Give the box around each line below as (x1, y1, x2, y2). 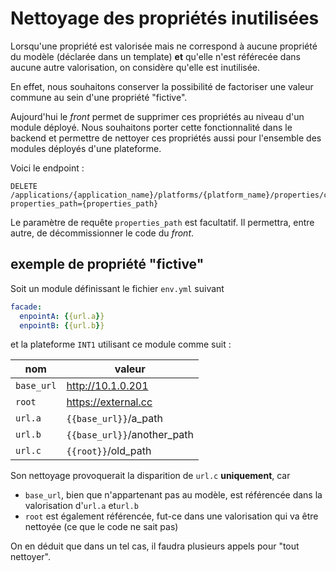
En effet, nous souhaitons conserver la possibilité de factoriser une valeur (10, 80, 314, 92)
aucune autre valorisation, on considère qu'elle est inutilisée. (10, 61, 261, 73)
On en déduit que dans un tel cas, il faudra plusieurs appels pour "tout (10, 540, 300, 552)
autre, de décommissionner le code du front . (10, 227, 195, 239)
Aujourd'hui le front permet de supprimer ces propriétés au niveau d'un (10, 110, 305, 122)
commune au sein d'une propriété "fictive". (10, 91, 188, 103)
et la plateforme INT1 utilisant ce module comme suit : (10, 338, 232, 351)
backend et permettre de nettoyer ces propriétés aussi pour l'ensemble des (10, 132, 322, 144)
